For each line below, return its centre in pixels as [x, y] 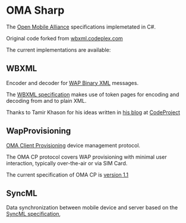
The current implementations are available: [59, 50]
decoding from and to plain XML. [46, 100]
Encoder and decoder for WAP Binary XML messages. [72, 83]
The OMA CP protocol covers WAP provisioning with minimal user [87, 157]
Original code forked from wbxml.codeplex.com [64, 38]
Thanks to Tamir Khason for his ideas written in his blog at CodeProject [93, 112]
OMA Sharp [35, 10]
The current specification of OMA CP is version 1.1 [67, 175]
